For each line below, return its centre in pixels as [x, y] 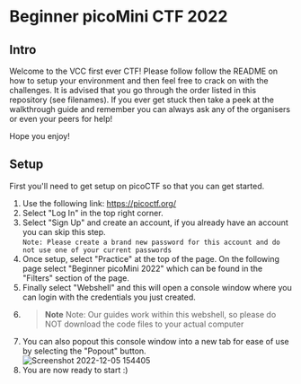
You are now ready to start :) [75, 370]
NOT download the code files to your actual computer [144, 324]
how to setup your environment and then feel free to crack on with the [139, 81]
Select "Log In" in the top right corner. [93, 213]
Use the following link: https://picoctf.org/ [99, 203]
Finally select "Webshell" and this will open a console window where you [157, 287]
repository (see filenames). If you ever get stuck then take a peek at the [142, 100]
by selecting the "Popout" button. [84, 351]
